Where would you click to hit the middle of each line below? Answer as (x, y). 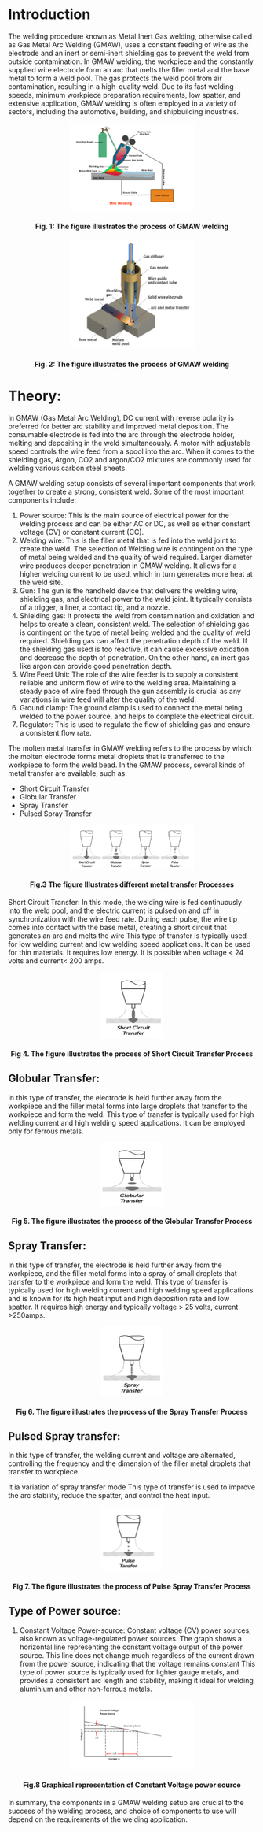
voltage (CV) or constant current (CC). (82, 532)
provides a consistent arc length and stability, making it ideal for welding (136, 1680)
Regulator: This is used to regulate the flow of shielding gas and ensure (135, 724)
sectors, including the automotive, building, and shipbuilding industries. (124, 111)
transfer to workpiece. (44, 1472)
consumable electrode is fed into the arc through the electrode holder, (122, 434)
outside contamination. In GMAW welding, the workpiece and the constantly (131, 61)
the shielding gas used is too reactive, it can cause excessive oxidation (134, 649)
